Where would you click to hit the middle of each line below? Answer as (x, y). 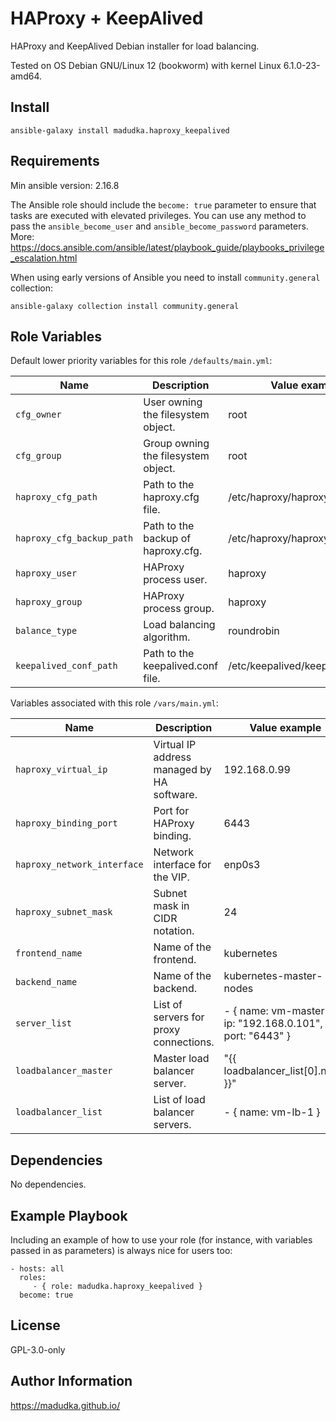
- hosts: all (37, 1269)
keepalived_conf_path (66, 666)
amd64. (26, 76)
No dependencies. (48, 1184)
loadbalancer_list (59, 1112)
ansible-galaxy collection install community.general (125, 306)
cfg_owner (38, 415)
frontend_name (49, 953)
